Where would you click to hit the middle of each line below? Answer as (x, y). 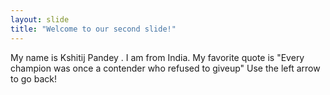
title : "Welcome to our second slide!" (93, 29)
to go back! (33, 78)
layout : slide (40, 19)
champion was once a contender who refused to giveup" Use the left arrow (165, 68)
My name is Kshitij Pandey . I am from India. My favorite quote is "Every (157, 57)
